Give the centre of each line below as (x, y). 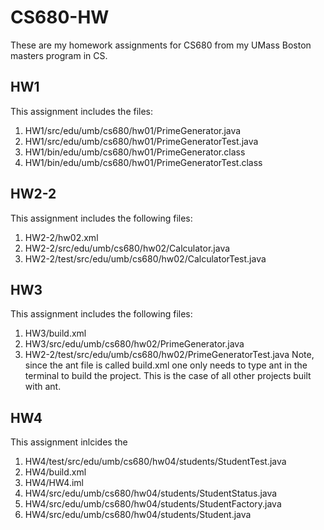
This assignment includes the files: (82, 111)
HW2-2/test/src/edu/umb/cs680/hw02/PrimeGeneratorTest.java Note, (169, 355)
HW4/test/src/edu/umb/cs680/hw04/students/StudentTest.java (155, 462)
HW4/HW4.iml (54, 483)
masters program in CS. (59, 55)
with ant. (43, 387)
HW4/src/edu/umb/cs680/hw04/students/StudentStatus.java (151, 493)
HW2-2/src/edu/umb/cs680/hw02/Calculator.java (127, 248)
